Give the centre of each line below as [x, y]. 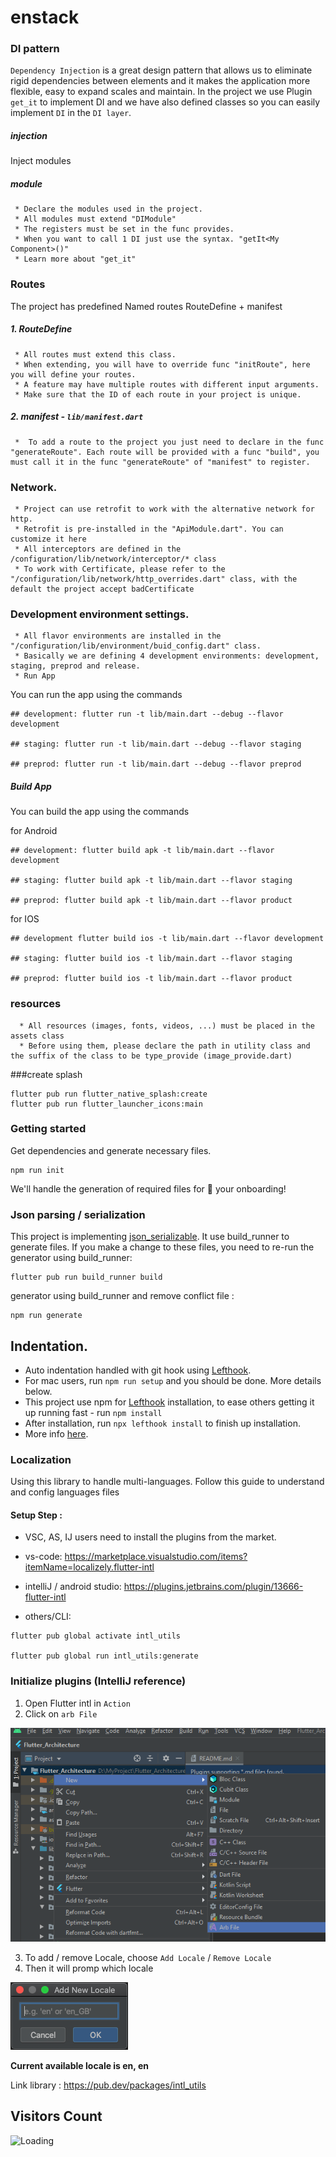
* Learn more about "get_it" [75, 259]
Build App [31, 786]
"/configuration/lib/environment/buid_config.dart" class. [136, 646]
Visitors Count [56, 2116]
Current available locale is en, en [79, 2065]
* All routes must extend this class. [95, 354]
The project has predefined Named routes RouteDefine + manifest [146, 306]
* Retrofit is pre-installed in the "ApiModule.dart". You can [149, 529]
